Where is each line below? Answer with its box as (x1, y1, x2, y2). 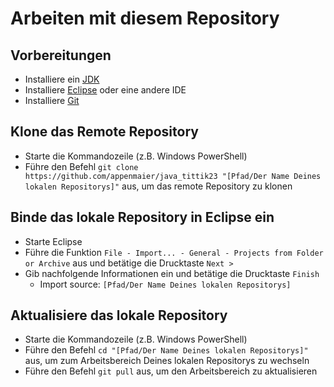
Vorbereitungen (10, 47, 112, 64)
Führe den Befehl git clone (24, 160, 139, 172)
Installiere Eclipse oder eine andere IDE (24, 84, 187, 96)
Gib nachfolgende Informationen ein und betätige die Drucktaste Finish (24, 267, 320, 279)
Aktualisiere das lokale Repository (10, 307, 228, 324)
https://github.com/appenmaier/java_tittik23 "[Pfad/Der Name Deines (24, 171, 322, 181)
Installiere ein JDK (24, 73, 100, 85)
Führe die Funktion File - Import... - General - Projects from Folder (24, 246, 324, 258)
